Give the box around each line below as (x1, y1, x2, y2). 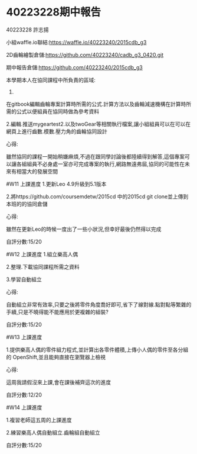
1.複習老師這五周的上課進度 (6, 416, 72, 423)
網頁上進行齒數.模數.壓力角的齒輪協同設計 (6, 128, 108, 135)
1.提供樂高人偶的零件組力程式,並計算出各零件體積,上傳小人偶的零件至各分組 (6, 346, 189, 353)
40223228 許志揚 (6, 26, 49, 33)
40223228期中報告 (6, 5, 101, 19)
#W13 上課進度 (6, 333, 42, 340)
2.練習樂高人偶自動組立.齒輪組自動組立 (6, 429, 100, 436)
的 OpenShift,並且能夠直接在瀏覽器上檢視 (6, 353, 106, 360)
